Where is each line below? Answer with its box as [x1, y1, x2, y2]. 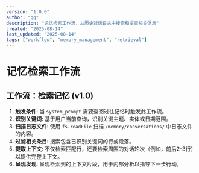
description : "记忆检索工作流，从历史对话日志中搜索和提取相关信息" [6, 20, 159, 26]
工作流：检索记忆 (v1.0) [6, 90, 94, 101]
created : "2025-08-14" [6, 25, 63, 32]
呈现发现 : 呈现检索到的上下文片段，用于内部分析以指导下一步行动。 [14, 160, 182, 168]
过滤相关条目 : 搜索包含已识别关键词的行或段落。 [14, 138, 134, 145]
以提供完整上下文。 [14, 153, 63, 160]
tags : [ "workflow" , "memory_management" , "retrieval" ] [6, 37, 147, 43]
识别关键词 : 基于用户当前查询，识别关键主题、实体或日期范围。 [14, 115, 172, 122]
